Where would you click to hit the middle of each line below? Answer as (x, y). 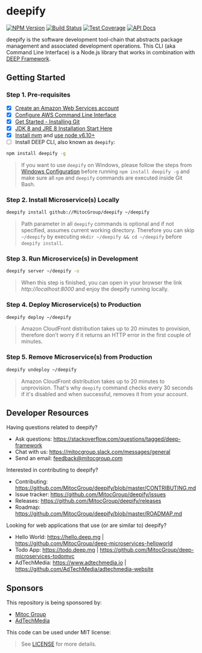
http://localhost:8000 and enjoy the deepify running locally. (95, 289)
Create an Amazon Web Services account (67, 108)
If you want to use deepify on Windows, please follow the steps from (106, 165)
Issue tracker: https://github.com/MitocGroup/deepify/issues (90, 494)
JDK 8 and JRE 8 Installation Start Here (64, 128)
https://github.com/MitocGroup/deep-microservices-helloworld (94, 543)
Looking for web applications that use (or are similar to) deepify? (87, 525)
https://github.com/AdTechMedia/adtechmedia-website (84, 569)
